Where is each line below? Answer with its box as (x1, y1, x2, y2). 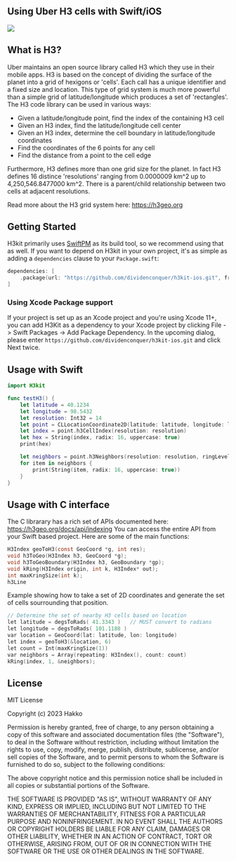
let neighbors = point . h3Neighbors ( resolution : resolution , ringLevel (20, 453, 231, 460)
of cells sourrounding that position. (7, 599, 109, 607)
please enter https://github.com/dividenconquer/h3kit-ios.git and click (7, 336, 221, 345)
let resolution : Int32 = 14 (20, 414, 102, 422)
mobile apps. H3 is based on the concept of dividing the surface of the (7, 70, 212, 79)
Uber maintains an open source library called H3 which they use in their (7, 62, 215, 71)
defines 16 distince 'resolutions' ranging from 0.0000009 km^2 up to (7, 172, 206, 180)
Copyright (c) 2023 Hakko (7, 709, 83, 718)
